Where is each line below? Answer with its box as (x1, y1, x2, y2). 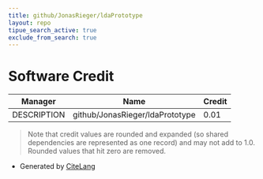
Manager (21, 96, 57, 107)
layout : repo (8, 19, 51, 27)
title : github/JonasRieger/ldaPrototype (8, 11, 144, 20)
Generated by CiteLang (19, 162, 96, 171)
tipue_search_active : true (8, 26, 97, 34)
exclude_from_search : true (8, 33, 97, 42)
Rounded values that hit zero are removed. (27, 147, 167, 156)
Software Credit (8, 68, 115, 85)
